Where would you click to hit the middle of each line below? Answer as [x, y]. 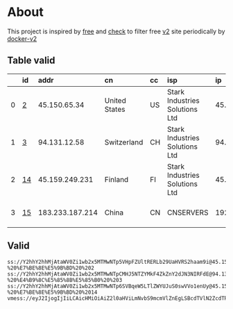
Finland [116, 179]
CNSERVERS [188, 212]
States [115, 109]
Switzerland [124, 142]
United [115, 100]
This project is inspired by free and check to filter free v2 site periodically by [116, 31]
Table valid [31, 61]
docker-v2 [22, 38]
